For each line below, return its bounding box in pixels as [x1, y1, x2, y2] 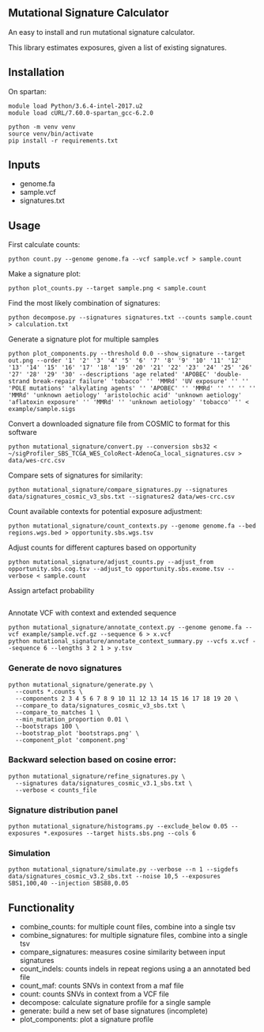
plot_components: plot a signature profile [19, 1015, 154, 1024]
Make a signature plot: [8, 269, 81, 279]
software [8, 428, 37, 437]
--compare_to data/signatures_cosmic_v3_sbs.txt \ [15, 701, 186, 710]
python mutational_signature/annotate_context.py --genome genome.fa [8, 623, 243, 632]
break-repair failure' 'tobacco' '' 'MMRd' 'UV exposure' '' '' [32, 378, 249, 386]
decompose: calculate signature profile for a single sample [19, 998, 211, 1007]
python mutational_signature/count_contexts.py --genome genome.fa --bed [8, 522, 257, 530]
